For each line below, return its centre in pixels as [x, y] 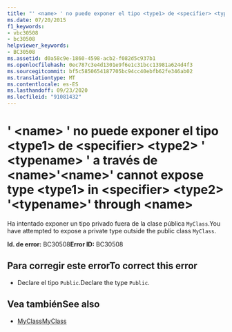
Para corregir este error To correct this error [103, 266]
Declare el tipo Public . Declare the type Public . [83, 282]
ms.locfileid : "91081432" [44, 97]
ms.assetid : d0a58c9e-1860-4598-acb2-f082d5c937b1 [81, 59]
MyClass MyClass [42, 321]
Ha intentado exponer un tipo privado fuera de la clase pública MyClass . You [114, 223]
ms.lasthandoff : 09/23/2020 [48, 90]
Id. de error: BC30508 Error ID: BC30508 [65, 244]
